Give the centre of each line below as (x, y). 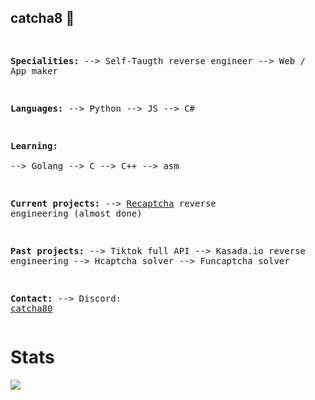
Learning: (34, 145)
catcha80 (31, 308)
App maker (34, 70)
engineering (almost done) (76, 213)
